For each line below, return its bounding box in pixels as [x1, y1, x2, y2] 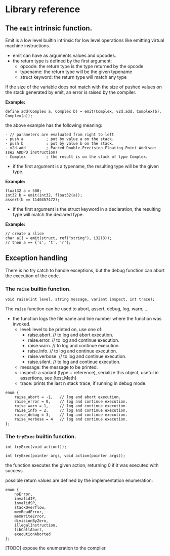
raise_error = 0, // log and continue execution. [14, 399, 128, 404]
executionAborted [14, 532, 51, 537]
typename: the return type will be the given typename [20, 69, 133, 75]
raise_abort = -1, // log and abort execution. [14, 395, 121, 400]
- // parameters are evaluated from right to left [5, 132, 114, 137]
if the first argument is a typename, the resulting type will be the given [12, 163, 159, 169]
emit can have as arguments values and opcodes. [12, 52, 116, 58]
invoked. [12, 321, 31, 327]
